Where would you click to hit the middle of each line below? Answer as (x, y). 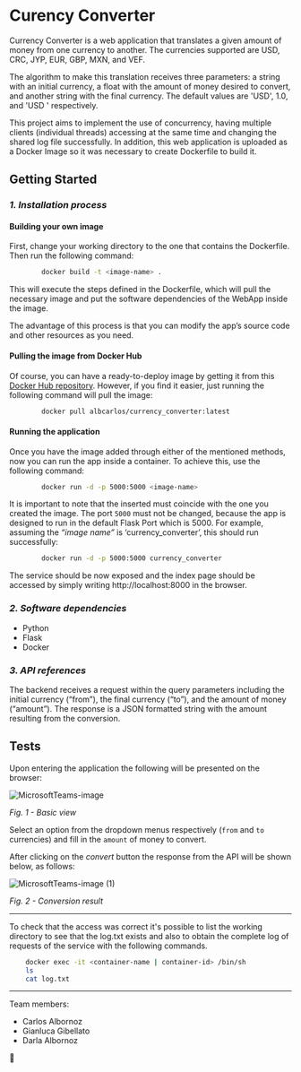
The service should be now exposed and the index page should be (132, 575)
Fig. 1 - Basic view (43, 812)
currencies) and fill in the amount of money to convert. (108, 839)
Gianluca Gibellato (56, 1031)
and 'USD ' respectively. (54, 105)
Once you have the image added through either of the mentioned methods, (148, 451)
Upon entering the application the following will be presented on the (134, 768)
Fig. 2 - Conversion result (56, 901)
